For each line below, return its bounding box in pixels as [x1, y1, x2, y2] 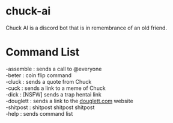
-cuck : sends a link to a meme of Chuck [5, 84, 106, 92]
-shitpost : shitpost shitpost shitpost [5, 104, 95, 111]
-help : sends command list [5, 110, 73, 117]
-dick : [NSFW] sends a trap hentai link [5, 90, 102, 98]
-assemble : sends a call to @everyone [5, 65, 102, 72]
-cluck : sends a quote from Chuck [5, 78, 92, 85]
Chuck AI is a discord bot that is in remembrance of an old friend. [5, 24, 168, 31]
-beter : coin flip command [5, 71, 72, 79]
